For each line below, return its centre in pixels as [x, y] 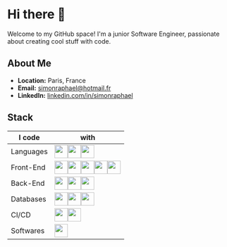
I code [29, 137]
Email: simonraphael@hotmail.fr [64, 88]
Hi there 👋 [36, 14]
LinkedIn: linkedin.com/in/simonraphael [75, 95]
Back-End [28, 183]
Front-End [28, 167]
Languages [29, 151]
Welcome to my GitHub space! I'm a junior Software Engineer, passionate [114, 34]
